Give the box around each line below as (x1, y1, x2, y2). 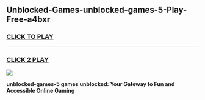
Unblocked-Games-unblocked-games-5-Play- (6, 5, 187, 15)
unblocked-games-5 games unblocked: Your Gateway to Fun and (6, 80, 175, 87)
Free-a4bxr (6, 15, 51, 25)
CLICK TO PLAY (6, 33, 54, 41)
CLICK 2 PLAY (6, 55, 49, 64)
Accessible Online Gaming (6, 87, 75, 94)
